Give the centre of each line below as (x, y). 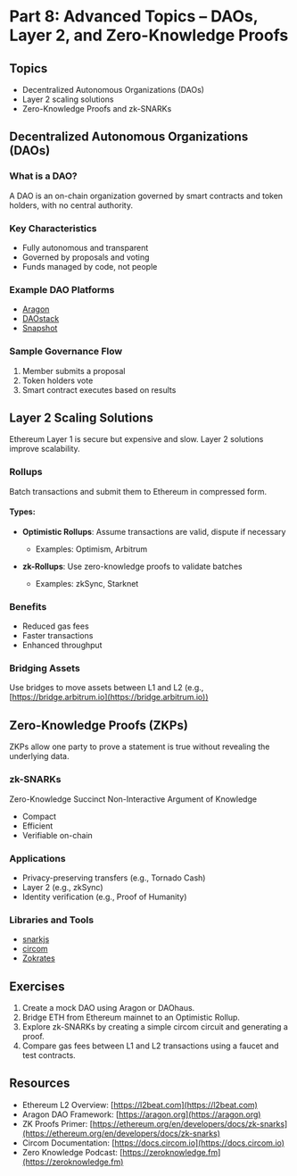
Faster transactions (58, 636)
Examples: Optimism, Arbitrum (91, 549)
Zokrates (38, 958)
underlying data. (39, 756)
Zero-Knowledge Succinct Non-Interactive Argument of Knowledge (133, 799)
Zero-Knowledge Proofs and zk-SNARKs (97, 108)
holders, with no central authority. (71, 205)
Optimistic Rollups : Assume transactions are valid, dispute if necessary (154, 531)
